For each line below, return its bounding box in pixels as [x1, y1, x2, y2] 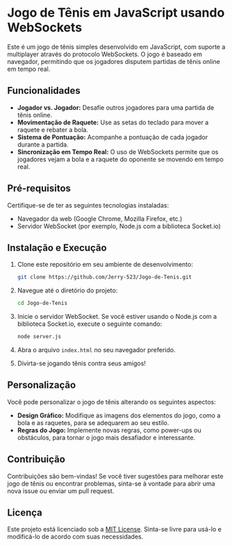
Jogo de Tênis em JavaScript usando [7, 5, 225, 21]
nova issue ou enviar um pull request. [7, 486, 115, 495]
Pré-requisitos [7, 183, 72, 195]
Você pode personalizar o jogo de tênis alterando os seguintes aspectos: [7, 397, 217, 406]
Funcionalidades [7, 85, 81, 97]
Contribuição [7, 454, 66, 465]
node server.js [17, 333, 62, 340]
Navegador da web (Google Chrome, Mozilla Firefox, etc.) [17, 214, 183, 223]
